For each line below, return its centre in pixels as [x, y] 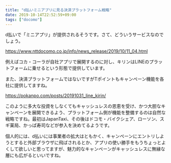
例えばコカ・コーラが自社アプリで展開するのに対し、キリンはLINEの [77, 62]
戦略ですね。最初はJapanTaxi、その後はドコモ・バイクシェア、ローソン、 [83, 119]
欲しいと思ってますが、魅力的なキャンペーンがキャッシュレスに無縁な [92, 149]
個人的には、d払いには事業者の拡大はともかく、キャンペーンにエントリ [80, 136]
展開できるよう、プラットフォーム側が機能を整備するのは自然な [99, 112]
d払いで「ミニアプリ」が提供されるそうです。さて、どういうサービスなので [85, 35]
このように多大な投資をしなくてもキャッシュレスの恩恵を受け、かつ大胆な [83, 106]
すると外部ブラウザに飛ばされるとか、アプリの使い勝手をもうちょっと [88, 143]
